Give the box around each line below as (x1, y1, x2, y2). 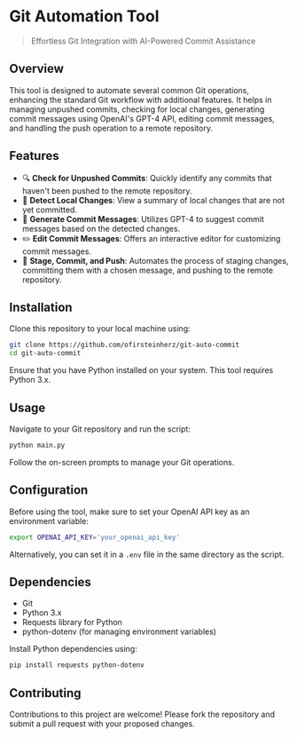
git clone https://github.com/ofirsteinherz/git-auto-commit (9, 340, 240, 350)
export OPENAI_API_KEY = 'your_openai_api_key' (9, 533, 180, 542)
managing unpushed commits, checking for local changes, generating (9, 104, 265, 115)
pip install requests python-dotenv (9, 661, 145, 670)
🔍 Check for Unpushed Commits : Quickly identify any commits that (21, 172, 272, 183)
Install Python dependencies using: (9, 644, 137, 655)
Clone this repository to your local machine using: (9, 323, 191, 334)
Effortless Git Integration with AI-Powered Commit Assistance (30, 36, 256, 46)
